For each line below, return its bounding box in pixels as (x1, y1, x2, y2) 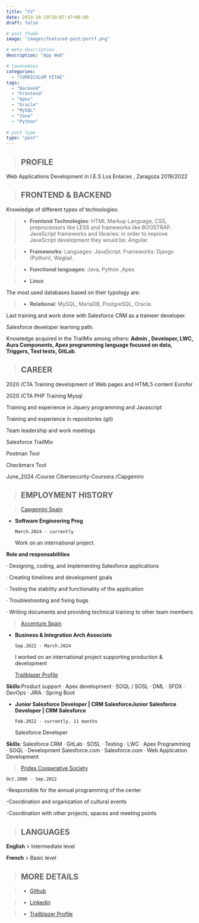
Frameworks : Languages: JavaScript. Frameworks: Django (29, 248, 174, 255)
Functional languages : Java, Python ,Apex (29, 265, 135, 273)
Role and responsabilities (6, 551, 70, 558)
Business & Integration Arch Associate (14, 631, 112, 639)
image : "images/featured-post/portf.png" (6, 36, 110, 42)
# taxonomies (6, 63, 39, 69)
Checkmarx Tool (6, 461, 46, 468)
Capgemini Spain (20, 506, 63, 513)
